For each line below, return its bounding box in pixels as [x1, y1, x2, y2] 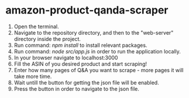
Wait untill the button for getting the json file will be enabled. [13, 79, 159, 86]
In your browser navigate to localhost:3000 [13, 54, 118, 61]
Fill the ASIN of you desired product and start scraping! [13, 60, 147, 67]
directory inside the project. [13, 35, 81, 42]
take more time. [13, 73, 52, 80]
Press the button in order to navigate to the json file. [13, 85, 140, 92]
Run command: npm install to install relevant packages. [13, 42, 147, 49]
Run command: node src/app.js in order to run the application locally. [13, 48, 181, 55]
